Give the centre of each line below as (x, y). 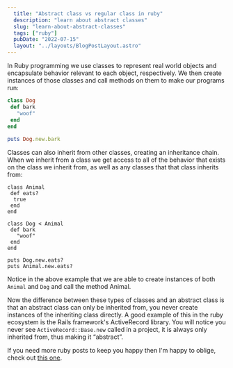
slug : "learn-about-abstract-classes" (70, 26)
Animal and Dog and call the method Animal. (69, 287)
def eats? (24, 194)
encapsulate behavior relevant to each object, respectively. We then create (115, 73)
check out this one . (35, 358)
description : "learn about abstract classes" (81, 20)
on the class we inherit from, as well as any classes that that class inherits (113, 167)
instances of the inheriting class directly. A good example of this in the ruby (115, 315)
